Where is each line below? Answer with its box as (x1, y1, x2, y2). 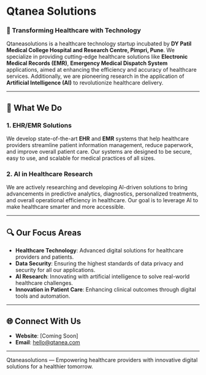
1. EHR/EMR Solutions (6, 121, 72, 129)
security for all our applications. (15, 267, 96, 274)
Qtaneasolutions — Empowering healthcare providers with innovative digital (6, 357, 198, 364)
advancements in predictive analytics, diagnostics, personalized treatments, (6, 190, 199, 197)
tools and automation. (15, 292, 71, 300)
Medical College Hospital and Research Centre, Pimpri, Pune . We (6, 47, 175, 54)
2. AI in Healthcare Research (6, 170, 93, 178)
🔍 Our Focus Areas (6, 227, 82, 238)
